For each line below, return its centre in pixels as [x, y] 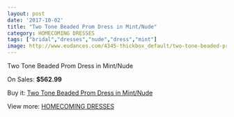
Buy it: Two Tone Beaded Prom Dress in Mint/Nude [80, 93]
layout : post [26, 14]
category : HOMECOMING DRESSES [51, 33]
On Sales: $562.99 [35, 79]
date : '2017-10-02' [36, 20]
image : [17, 46]
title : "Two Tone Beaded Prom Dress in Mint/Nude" [82, 26]
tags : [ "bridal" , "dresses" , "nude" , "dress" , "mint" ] [82, 40]
